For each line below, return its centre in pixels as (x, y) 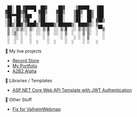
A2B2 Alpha (24, 71)
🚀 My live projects (23, 51)
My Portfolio (25, 66)
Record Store (26, 60)
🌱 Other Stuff (19, 100)
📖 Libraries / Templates (29, 81)
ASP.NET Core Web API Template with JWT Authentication (72, 90)
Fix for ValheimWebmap (36, 109)
